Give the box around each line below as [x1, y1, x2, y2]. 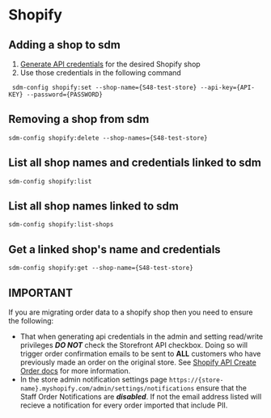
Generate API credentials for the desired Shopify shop [19, 59, 201, 69]
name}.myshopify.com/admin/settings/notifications [19, 385, 195, 393]
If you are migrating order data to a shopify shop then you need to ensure [8, 307, 253, 317]
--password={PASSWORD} [26, 91, 104, 99]
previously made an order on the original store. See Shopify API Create [19, 357, 256, 367]
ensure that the [196, 383, 247, 393]
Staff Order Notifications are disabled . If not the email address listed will [19, 392, 262, 402]
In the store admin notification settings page [19, 374, 167, 385]
